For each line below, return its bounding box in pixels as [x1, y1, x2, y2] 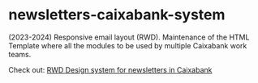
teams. [8, 49, 32, 59]
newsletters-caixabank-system [8, 6, 226, 24]
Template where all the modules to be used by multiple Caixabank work [8, 40, 247, 50]
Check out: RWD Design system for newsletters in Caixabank [8, 64, 213, 74]
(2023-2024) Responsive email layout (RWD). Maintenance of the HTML [8, 32, 250, 42]
